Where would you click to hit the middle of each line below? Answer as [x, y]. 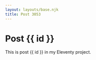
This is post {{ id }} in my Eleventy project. [48, 52]
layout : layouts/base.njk [32, 10]
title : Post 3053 [23, 14]
